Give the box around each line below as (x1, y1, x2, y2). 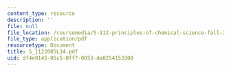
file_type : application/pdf (7, 36, 88, 43)
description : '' (7, 16, 54, 23)
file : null (7, 23, 38, 29)
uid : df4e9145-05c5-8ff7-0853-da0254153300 (7, 55, 134, 62)
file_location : (7, 29, 51, 36)
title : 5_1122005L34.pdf (7, 49, 78, 56)
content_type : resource (7, 10, 76, 17)
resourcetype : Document (7, 42, 76, 49)
